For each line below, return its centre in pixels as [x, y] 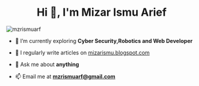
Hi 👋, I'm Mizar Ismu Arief [102, 12]
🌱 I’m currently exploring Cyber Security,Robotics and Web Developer [104, 41]
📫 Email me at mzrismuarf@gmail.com [65, 76]
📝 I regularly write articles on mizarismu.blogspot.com [82, 52]
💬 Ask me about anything [47, 64]
